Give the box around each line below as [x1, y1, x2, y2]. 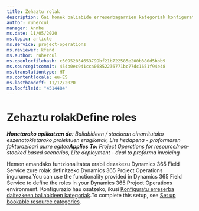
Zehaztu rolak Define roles [6, 111, 137, 124]
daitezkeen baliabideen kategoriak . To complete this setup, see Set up [6, 192, 176, 199]
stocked [6, 149, 27, 156]
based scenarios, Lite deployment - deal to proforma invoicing [27, 149, 180, 156]
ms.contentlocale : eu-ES [6, 74, 68, 80]
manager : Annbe [6, 25, 44, 31]
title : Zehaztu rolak [6, 8, 60, 15]
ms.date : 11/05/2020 [6, 31, 58, 37]
